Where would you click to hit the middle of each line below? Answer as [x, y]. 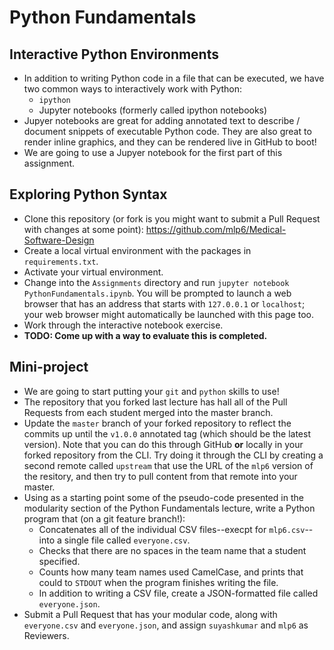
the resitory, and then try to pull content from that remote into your [160, 476]
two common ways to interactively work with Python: [133, 89]
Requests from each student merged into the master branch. [148, 412]
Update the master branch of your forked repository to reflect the [157, 423]
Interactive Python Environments [114, 54]
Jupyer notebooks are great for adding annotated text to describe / [162, 120]
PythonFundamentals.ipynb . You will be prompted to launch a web [157, 293]
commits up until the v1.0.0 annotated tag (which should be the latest [167, 433]
